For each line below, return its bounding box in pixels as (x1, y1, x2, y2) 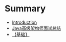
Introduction (11, 19, 37, 25)
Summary (4, 3, 46, 14)
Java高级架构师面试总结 (11, 25, 62, 31)
